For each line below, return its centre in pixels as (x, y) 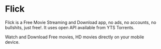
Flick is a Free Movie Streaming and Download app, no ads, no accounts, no (80, 22)
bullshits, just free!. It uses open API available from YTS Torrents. (70, 27)
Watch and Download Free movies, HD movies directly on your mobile (74, 37)
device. (12, 42)
